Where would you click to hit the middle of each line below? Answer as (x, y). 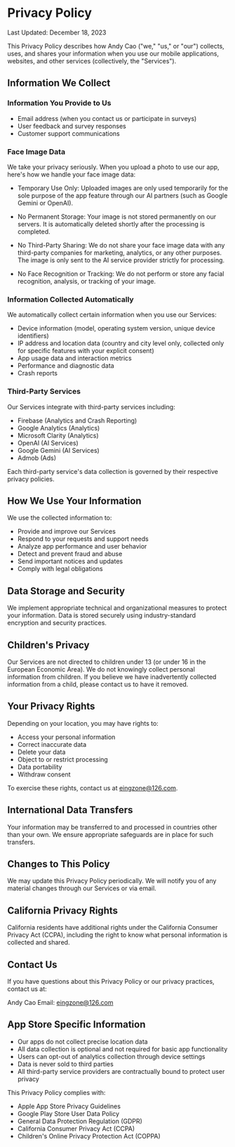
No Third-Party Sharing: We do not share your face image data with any (121, 245)
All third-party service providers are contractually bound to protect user (121, 1071)
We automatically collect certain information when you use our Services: (112, 315)
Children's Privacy (48, 645)
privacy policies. (31, 479)
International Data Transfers (70, 810)
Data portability (40, 767)
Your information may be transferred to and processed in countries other (112, 827)
